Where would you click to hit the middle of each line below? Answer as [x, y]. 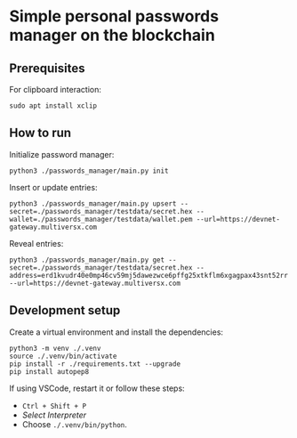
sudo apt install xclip [53, 106]
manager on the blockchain [112, 35]
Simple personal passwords [114, 16]
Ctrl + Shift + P [54, 406]
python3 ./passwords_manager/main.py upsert [93, 203]
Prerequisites [47, 68]
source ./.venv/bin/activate [63, 356]
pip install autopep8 [49, 371]
